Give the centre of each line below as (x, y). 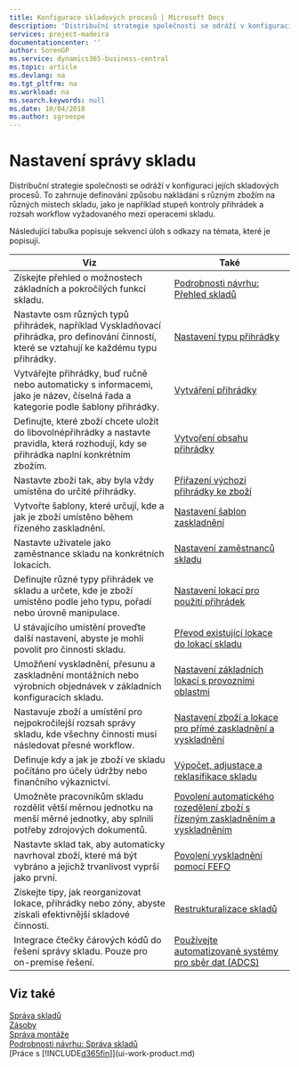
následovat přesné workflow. (74, 745)
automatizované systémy (226, 951)
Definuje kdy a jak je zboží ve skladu (90, 760)
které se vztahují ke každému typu (85, 348)
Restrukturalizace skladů (226, 909)
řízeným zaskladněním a (225, 819)
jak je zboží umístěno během (73, 517)
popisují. (25, 240)
